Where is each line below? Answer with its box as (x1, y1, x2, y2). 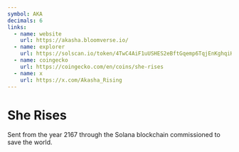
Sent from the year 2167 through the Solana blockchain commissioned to (7, 131, 221, 139)
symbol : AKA (7, 10, 43, 18)
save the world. (7, 138, 53, 146)
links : (7, 23, 27, 31)
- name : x (14, 70, 43, 77)
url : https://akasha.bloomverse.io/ (20, 37, 129, 44)
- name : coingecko (14, 57, 69, 64)
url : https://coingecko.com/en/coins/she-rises (20, 63, 164, 70)
